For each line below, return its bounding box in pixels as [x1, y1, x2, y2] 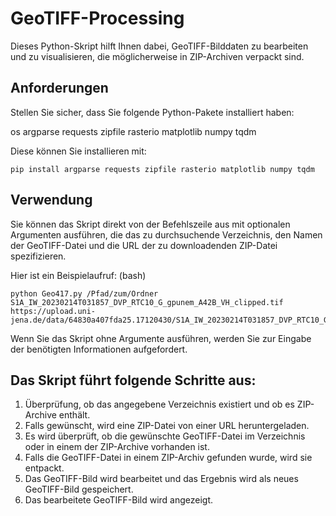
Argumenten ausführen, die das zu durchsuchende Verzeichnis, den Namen [10, 228, 323, 241]
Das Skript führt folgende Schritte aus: [10, 372, 257, 389]
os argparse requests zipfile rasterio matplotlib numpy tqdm [10, 125, 257, 137]
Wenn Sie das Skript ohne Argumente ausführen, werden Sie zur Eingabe [10, 332, 312, 344]
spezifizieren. [10, 250, 67, 262]
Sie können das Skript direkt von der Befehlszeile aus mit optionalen [10, 218, 291, 230]
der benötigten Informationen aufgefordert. [10, 343, 188, 355]
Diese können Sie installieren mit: [10, 145, 147, 157]
